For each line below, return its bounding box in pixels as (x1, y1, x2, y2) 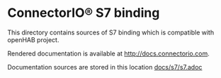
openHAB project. (7, 35, 59, 44)
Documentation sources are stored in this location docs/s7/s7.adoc (7, 63, 203, 71)
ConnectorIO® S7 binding (7, 5, 160, 21)
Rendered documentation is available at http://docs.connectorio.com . (7, 49, 210, 58)
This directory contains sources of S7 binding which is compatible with (7, 28, 215, 37)
